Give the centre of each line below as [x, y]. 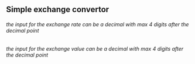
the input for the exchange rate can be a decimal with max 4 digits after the [97, 24]
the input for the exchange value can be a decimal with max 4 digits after [95, 48]
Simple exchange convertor [58, 10]
